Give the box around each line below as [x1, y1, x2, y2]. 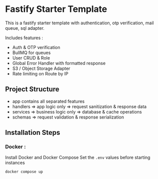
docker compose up [5, 170, 43, 175]
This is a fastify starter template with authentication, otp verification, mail [5, 20, 154, 26]
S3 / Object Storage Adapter [12, 65, 70, 71]
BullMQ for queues [12, 50, 51, 56]
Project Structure [5, 85, 59, 94]
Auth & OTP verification [12, 44, 60, 50]
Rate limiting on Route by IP [12, 70, 68, 76]
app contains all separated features [12, 98, 85, 104]
